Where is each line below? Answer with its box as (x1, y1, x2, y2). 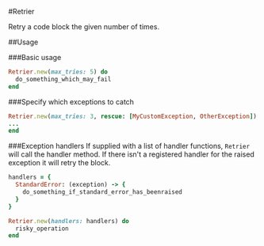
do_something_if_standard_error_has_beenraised (22, 188, 182, 196)
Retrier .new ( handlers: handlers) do (8, 217, 129, 225)
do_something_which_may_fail (15, 75, 112, 83)
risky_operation (15, 225, 69, 233)
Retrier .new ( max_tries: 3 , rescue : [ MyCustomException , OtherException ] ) (8, 112, 258, 120)
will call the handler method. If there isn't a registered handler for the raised (8, 149, 255, 159)
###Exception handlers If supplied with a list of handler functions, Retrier (8, 142, 251, 151)
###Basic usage (8, 53, 62, 62)
